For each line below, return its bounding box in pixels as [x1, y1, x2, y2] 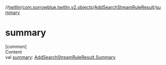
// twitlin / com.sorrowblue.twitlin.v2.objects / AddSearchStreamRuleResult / [5, 4, 156, 10]
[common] [5, 43, 27, 49]
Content [5, 48, 22, 54]
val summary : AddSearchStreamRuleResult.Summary [5, 54, 116, 60]
